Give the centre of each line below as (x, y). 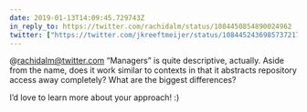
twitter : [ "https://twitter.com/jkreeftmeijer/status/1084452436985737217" (157, 35)
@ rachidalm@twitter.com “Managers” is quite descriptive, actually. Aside (147, 61)
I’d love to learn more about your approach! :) (95, 97)
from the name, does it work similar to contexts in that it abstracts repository (153, 70)
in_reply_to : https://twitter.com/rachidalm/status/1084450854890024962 (151, 26)
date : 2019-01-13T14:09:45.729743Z (77, 18)
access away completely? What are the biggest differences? (123, 80)
